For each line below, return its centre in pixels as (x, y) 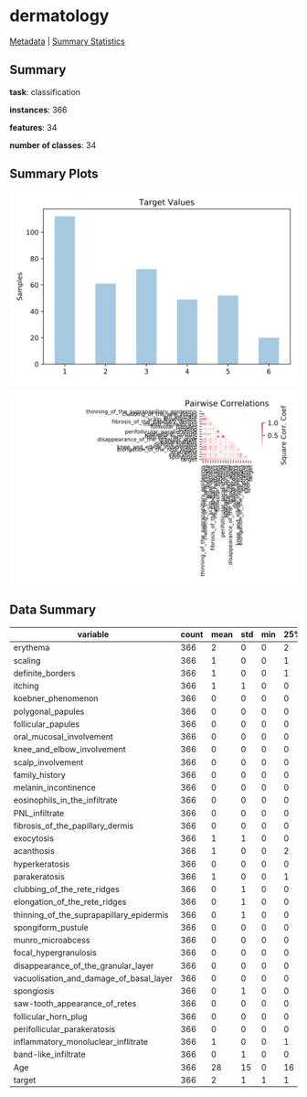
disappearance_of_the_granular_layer (84, 965)
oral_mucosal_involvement (64, 737)
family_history (39, 774)
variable (93, 634)
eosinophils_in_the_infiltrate (65, 800)
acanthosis (34, 851)
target (25, 1080)
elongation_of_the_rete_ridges (70, 902)
